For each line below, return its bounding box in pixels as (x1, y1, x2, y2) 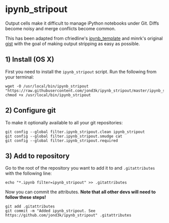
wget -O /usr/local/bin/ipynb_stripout (5, 84, 89, 89)
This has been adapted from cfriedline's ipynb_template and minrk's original (5, 35, 163, 41)
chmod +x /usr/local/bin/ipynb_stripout (5, 92, 92, 98)
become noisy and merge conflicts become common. (5, 25, 116, 31)
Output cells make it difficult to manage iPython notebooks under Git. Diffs (5, 20, 159, 26)
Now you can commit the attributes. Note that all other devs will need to (5, 189, 156, 195)
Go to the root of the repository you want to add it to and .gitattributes (5, 165, 155, 171)
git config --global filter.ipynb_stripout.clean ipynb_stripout (5, 129, 145, 134)
